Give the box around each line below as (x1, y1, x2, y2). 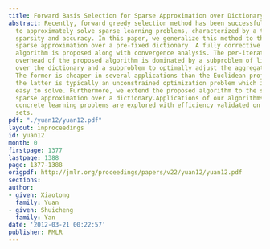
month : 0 (8, 138, 38, 147)
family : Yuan (15, 198, 59, 206)
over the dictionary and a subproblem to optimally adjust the (15, 64, 231, 72)
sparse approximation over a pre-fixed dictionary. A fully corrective (15, 42, 261, 50)
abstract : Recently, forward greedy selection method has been (8, 19, 225, 27)
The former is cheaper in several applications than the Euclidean (15, 71, 247, 80)
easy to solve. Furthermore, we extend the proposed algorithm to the (15, 86, 257, 95)
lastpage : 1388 (8, 153, 59, 161)
